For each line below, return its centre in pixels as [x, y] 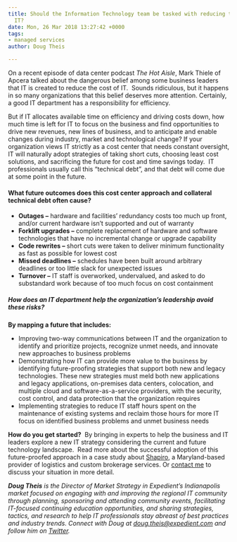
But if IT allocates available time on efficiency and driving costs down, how [116, 116]
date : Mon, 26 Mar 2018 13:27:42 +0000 [66, 27]
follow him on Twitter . [39, 531]
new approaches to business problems [74, 354]
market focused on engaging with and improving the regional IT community [118, 493]
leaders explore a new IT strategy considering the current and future [107, 442]
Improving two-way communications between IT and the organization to [123, 339]
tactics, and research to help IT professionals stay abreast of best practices [118, 516]
